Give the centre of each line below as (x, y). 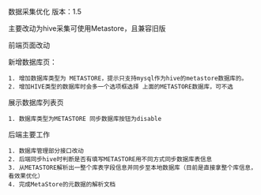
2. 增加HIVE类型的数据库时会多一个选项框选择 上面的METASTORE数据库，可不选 (121, 87)
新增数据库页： (32, 62)
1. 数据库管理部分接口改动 (46, 151)
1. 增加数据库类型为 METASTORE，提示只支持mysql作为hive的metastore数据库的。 (128, 78)
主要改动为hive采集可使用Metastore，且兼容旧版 (87, 28)
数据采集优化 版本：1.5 (45, 11)
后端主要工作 (29, 134)
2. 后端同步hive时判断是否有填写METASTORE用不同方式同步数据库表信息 (110, 159)
